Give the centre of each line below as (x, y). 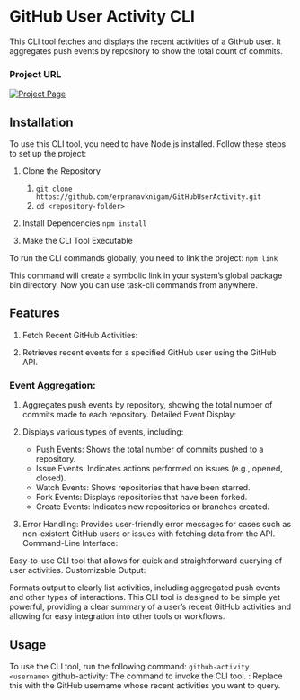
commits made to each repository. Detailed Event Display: (129, 415)
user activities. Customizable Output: (78, 570)
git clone (54, 189)
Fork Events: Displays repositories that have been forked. (141, 498)
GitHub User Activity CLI (102, 17)
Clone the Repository (62, 171)
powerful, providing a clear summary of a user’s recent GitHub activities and (150, 607)
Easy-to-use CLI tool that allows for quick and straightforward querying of (146, 561)
